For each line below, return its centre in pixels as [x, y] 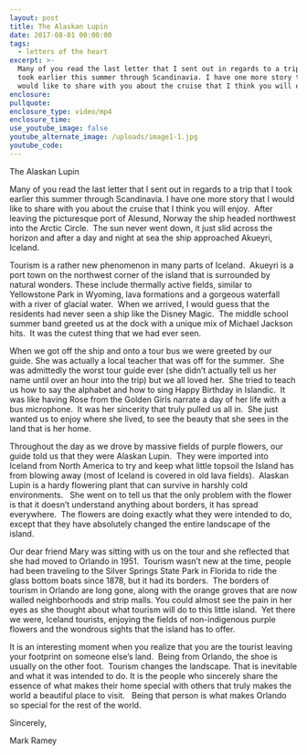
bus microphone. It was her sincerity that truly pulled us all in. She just [144, 409]
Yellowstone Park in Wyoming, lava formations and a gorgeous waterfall [145, 294]
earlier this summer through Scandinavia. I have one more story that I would [152, 198]
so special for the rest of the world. [75, 705]
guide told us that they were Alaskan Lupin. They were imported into [139, 456]
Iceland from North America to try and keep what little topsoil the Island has [152, 465]
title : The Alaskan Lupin [58, 27]
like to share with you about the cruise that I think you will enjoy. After [141, 208]
